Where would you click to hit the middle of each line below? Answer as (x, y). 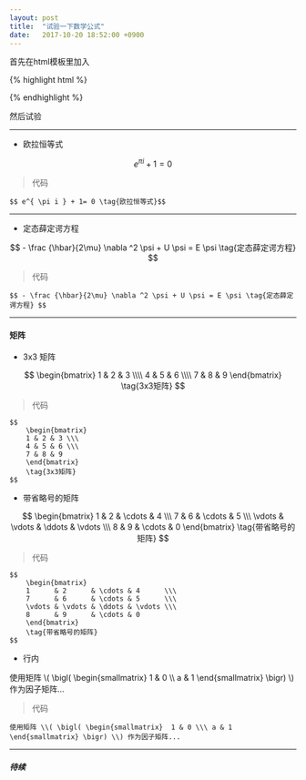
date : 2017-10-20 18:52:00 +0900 (77, 35)
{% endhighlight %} (46, 97)
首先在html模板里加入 (50, 62)
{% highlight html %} (49, 80)
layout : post (34, 18)
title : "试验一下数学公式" (57, 26)
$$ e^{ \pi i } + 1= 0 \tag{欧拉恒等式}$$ (88, 202)
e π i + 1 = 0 (153, 163)
